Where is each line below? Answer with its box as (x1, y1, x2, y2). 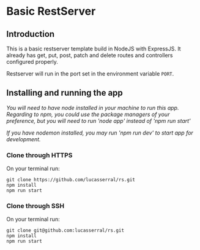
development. (6, 135, 41, 143)
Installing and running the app (6, 88, 124, 98)
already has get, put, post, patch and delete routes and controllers (6, 52, 173, 59)
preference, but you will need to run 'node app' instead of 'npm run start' (6, 117, 191, 124)
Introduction (6, 29, 55, 39)
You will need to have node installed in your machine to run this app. (6, 104, 179, 111)
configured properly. (6, 58, 58, 65)
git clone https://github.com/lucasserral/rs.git (6, 177, 136, 183)
